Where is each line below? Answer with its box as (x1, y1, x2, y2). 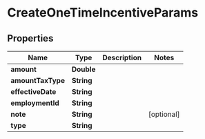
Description (102, 53, 142, 62)
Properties (7, 33, 54, 44)
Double (71, 64, 96, 74)
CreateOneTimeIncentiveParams (7, 5, 199, 21)
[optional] (148, 109, 181, 119)
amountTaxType (10, 76, 66, 85)
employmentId (10, 98, 60, 108)
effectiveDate (10, 87, 57, 96)
